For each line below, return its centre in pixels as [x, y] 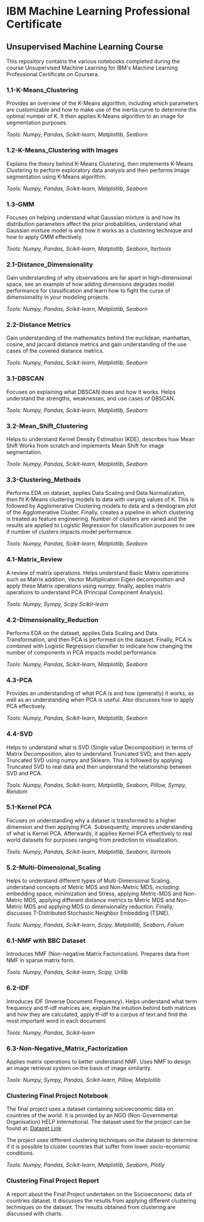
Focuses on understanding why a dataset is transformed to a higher [91, 820]
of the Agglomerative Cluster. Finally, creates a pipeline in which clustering [100, 513]
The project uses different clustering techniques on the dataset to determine [102, 1140]
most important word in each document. [57, 1021]
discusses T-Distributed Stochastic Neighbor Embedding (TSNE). [88, 913]
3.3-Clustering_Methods [44, 480]
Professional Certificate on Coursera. [53, 74]
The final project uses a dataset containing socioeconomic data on [90, 1109]
